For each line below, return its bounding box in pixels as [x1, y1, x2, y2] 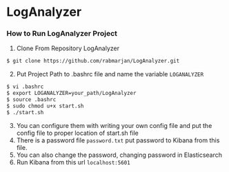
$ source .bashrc [6, 96, 57, 103]
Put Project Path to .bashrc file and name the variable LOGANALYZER [16, 70, 204, 78]
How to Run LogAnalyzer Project [6, 29, 118, 39]
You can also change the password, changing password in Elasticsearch [16, 151, 222, 159]
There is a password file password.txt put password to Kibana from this [16, 136, 220, 144]
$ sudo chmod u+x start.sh [6, 103, 84, 109]
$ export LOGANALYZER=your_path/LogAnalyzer [6, 90, 137, 97]
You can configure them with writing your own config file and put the [16, 121, 212, 129]
